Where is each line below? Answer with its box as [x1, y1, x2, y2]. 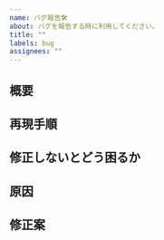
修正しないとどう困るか [9, 150, 140, 166]
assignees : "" [9, 47, 63, 56]
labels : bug [9, 38, 54, 48]
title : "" [9, 30, 47, 39]
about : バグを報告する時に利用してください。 [9, 22, 159, 31]
